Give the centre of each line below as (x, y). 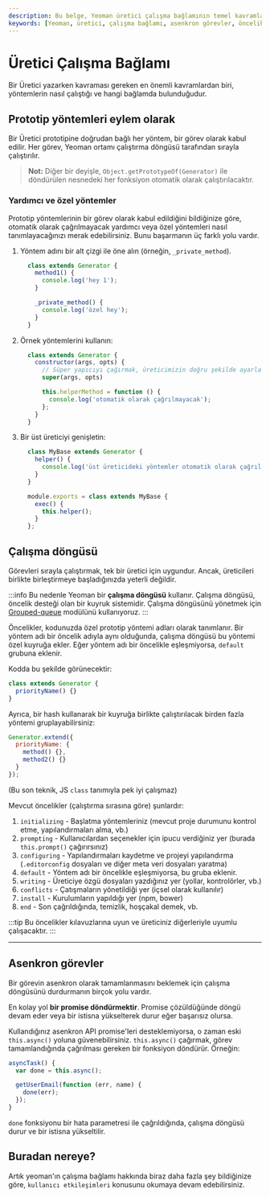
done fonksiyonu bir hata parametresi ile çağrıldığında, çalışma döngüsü (127, 1122)
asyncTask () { (32, 1063)
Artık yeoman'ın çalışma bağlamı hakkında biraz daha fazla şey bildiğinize (130, 1176)
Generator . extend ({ (41, 737)
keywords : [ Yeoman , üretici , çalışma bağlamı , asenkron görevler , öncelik (136, 23)
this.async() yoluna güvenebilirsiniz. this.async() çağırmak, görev (121, 1039)
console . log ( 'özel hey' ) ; (85, 310)
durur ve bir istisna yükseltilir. (57, 1131)
